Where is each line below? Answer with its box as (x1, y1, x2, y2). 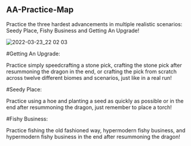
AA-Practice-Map (6, 5, 74, 15)
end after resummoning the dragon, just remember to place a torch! (6, 104, 172, 111)
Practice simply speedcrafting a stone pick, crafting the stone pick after (6, 61, 182, 69)
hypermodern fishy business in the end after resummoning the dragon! (6, 133, 180, 140)
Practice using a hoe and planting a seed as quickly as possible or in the (6, 97, 184, 104)
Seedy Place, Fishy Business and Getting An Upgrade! (6, 27, 140, 34)
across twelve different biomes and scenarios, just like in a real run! (6, 74, 172, 81)
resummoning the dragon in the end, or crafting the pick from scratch (6, 68, 177, 75)
